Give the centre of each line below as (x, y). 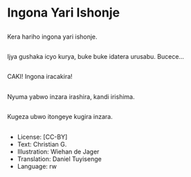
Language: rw (37, 166)
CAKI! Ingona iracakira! (40, 77)
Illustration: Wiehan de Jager (58, 151)
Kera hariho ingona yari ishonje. (53, 37)
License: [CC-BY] (42, 137)
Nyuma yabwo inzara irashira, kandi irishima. (71, 96)
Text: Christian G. (42, 144)
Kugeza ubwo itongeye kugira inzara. (60, 117)
